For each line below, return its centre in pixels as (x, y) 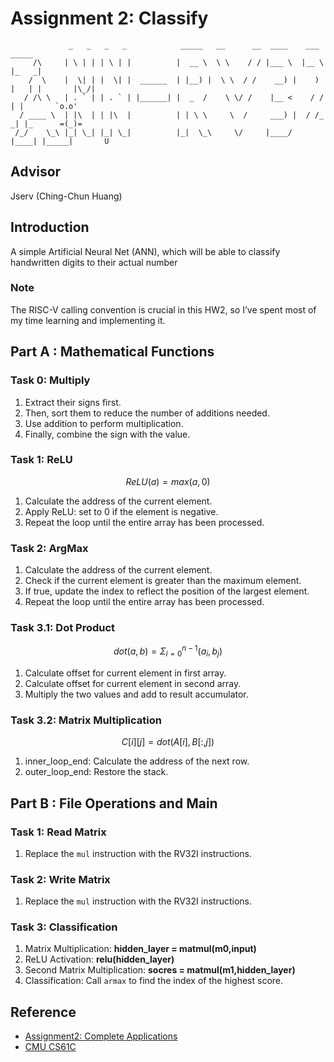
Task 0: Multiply (50, 380)
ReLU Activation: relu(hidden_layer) (99, 959)
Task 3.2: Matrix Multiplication (86, 720)
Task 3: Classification (64, 927)
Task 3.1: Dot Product (63, 628)
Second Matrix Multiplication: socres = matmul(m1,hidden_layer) (160, 970)
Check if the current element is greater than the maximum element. (163, 581)
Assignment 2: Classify (109, 18)
